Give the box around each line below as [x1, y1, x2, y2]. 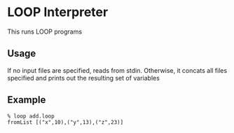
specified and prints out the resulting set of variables [7, 73, 160, 82]
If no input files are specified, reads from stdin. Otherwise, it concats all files [7, 66, 228, 74]
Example [7, 94, 46, 106]
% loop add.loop [7, 113, 55, 120]
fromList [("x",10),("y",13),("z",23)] [7, 118, 124, 126]
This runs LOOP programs [7, 27, 83, 36]
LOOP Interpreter [7, 4, 109, 20]
